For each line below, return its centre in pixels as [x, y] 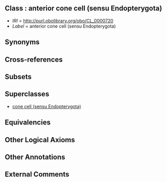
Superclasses [27, 94]
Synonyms [22, 42]
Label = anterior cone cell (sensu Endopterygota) [64, 26]
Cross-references [34, 59]
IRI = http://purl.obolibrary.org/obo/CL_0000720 [63, 20]
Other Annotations [35, 157]
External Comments [37, 175]
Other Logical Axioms [40, 140]
